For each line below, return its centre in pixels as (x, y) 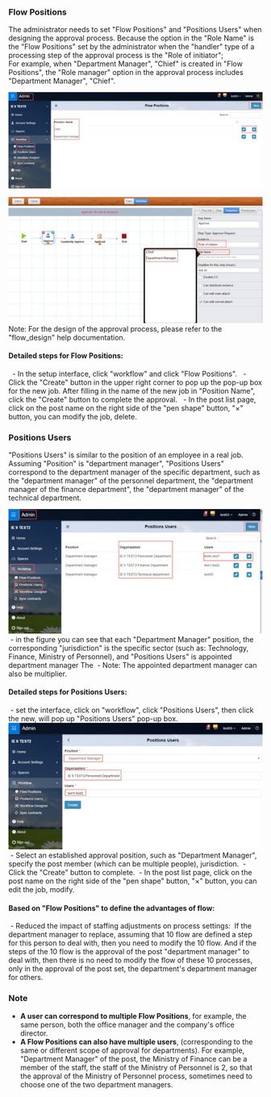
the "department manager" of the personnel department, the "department (131, 481)
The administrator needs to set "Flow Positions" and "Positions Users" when (135, 30)
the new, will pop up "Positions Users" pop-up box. (94, 718)
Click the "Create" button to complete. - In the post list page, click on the (130, 873)
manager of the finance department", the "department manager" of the (126, 490)
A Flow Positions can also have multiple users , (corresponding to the (136, 1041)
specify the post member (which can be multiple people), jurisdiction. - (127, 864)
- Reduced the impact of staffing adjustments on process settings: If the (131, 926)
